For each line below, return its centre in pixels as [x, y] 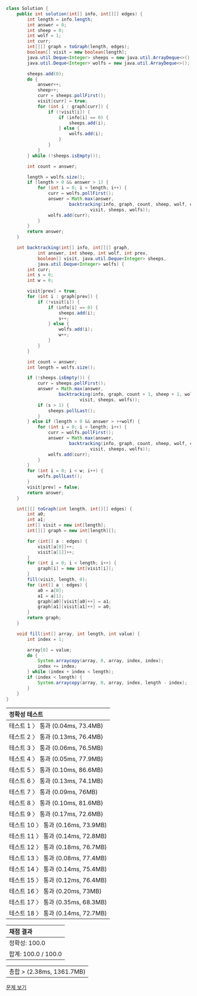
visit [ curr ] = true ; [62, 101]
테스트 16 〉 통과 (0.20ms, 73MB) [55, 891]
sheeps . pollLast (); [72, 411]
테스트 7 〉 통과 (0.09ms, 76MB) [53, 792]
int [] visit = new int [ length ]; [67, 525]
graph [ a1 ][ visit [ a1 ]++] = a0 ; [74, 607]
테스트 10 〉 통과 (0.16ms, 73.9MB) [58, 825]
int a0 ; [36, 514]
